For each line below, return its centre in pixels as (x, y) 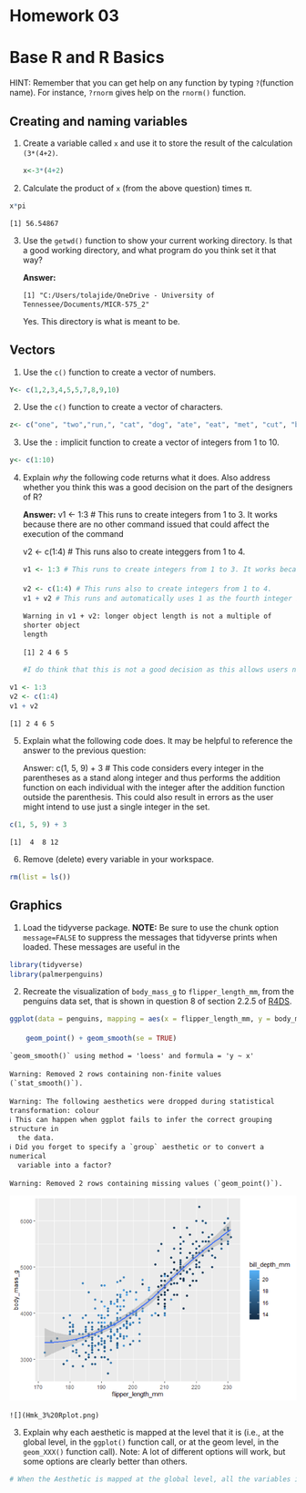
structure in (34, 1129)
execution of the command (73, 534)
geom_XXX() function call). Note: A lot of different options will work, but (154, 1452)
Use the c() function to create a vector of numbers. (119, 372)
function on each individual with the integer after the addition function (153, 788)
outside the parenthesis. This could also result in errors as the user (148, 798)
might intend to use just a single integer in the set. (116, 807)
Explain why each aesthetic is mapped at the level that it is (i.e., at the (153, 1433)
